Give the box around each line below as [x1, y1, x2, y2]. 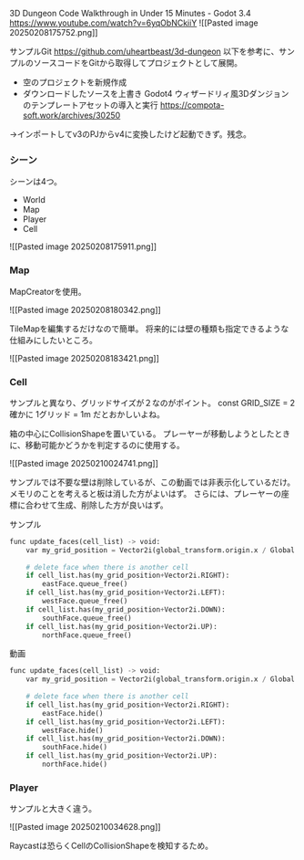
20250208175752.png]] [9, 27, 98, 37]
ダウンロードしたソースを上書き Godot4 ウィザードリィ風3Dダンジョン [22, 89, 289, 99]
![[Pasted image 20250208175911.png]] [9, 241, 157, 252]
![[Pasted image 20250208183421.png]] [9, 352, 159, 363]
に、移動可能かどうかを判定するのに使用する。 [9, 439, 185, 450]
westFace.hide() [42, 726, 104, 735]
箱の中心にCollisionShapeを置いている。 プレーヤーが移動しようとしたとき [9, 428, 291, 439]
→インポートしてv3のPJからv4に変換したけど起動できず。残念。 [9, 129, 252, 140]
